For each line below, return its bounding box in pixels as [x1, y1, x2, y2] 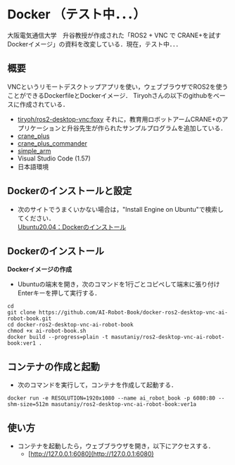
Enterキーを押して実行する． [17, 289, 101, 298]
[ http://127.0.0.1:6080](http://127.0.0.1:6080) [27, 450, 154, 458]
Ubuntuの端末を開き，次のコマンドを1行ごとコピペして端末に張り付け [17, 280, 220, 288]
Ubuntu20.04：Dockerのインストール [17, 222, 127, 231]
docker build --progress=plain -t [7, 333, 109, 341]
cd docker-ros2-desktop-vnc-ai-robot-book [7, 321, 134, 329]
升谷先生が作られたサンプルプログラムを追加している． [66, 124, 227, 132]
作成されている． [19, 100, 69, 108]
